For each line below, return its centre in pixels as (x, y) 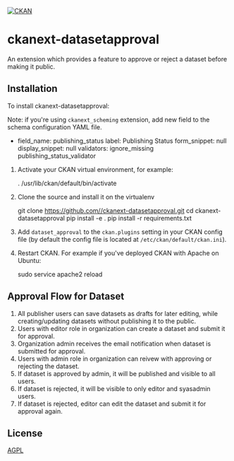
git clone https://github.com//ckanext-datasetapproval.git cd (105, 210)
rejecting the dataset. (48, 366)
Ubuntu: (29, 260)
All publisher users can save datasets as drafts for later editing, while (118, 313)
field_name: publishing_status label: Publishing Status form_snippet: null (122, 141)
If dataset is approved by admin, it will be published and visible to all (117, 373)
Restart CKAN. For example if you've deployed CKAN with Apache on (118, 253)
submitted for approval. (51, 351)
